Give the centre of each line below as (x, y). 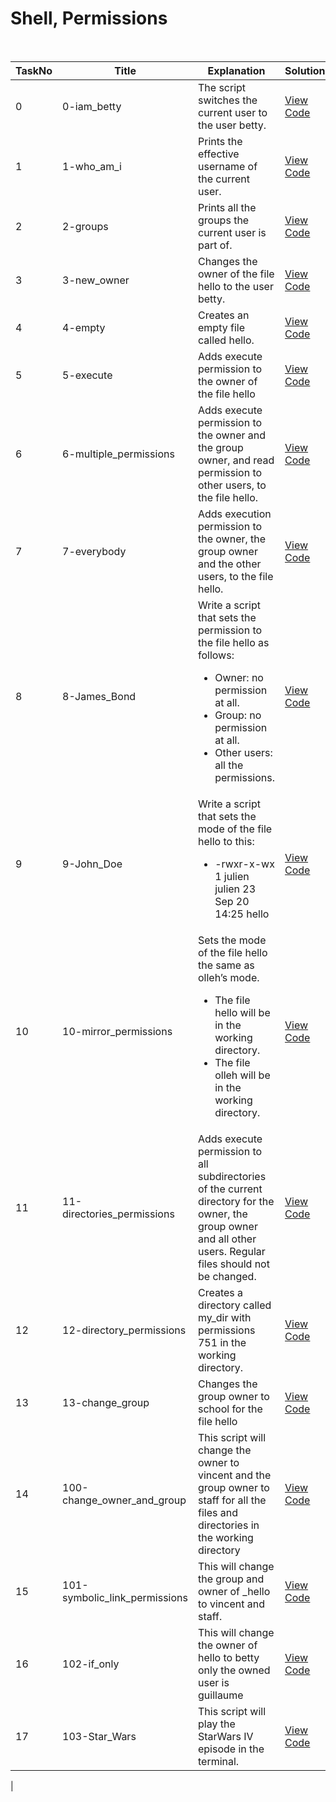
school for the (230, 1409)
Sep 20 (232, 901)
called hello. (226, 340)
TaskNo (34, 70)
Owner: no (239, 677)
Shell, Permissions (89, 18)
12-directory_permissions (124, 1330)
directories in (228, 1525)
